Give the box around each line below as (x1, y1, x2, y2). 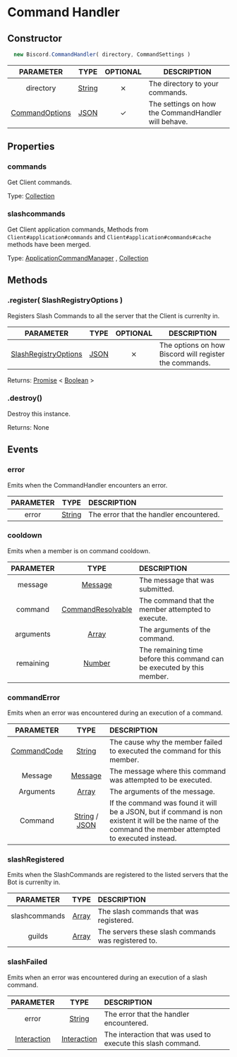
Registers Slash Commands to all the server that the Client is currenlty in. (7, 311, 220, 320)
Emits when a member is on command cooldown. (7, 546, 150, 555)
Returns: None (7, 423, 49, 431)
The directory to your (148, 78, 219, 88)
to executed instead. (109, 833, 177, 843)
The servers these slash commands (97, 927, 217, 937)
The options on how (159, 340, 226, 350)
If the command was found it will (109, 798, 217, 808)
